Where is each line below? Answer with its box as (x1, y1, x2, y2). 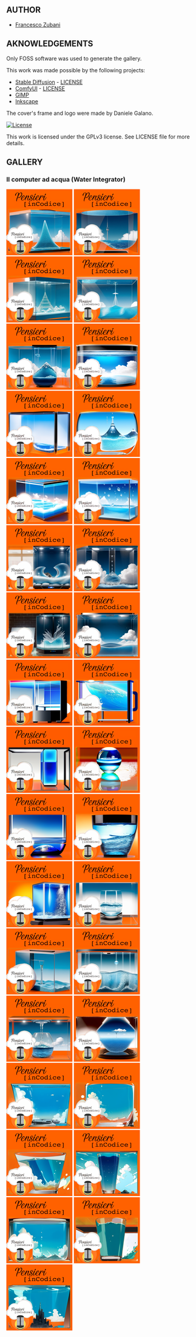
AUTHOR (6, 5, 41, 15)
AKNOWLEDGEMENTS (6, 39, 93, 49)
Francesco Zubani (15, 21, 61, 28)
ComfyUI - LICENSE (15, 84, 66, 92)
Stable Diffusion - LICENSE (15, 78, 83, 86)
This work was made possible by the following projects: (6, 66, 146, 74)
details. (6, 139, 25, 146)
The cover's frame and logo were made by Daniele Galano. (6, 109, 154, 117)
